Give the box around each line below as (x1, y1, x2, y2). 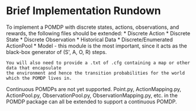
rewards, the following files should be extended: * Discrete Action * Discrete (6, 29, 191, 36)
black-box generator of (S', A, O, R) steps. (6, 48, 107, 55)
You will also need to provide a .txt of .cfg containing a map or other (6, 60, 191, 66)
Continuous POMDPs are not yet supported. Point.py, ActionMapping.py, (6, 85, 182, 92)
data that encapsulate (6, 65, 62, 71)
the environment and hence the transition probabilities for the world (6, 70, 185, 76)
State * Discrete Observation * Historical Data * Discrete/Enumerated (6, 36, 173, 43)
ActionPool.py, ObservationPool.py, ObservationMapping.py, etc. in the (6, 92, 178, 99)
